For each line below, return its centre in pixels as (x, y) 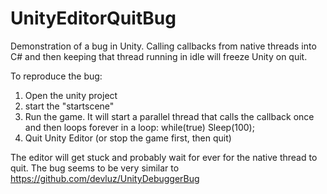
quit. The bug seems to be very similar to (95, 168)
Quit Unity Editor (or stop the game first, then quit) (128, 138)
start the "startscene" (69, 106)
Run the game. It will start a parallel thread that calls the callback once (169, 116)
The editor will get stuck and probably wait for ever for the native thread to (164, 157)
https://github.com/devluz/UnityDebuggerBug (105, 178)
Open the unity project (71, 95)
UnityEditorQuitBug (93, 18)
